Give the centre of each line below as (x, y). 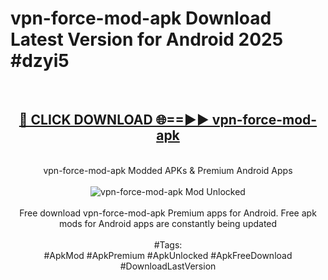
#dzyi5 (40, 61)
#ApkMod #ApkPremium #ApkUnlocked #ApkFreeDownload (168, 255)
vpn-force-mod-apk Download (141, 18)
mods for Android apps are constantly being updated (168, 223)
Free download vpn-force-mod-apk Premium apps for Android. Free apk (168, 213)
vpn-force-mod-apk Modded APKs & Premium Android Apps (168, 170)
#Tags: (168, 244)
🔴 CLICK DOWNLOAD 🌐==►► (114, 120)
